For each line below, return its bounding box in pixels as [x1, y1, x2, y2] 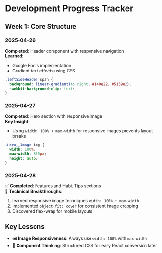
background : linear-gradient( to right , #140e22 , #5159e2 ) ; [9, 81, 132, 87]
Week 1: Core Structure [5, 22, 77, 31]
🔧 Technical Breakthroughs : [5, 188, 63, 195]
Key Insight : [5, 118, 30, 124]
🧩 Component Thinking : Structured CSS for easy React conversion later [12, 243, 157, 249]
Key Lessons [5, 222, 45, 231]
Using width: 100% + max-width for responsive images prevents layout [12, 127, 153, 134]
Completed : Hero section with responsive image [5, 113, 103, 119]
